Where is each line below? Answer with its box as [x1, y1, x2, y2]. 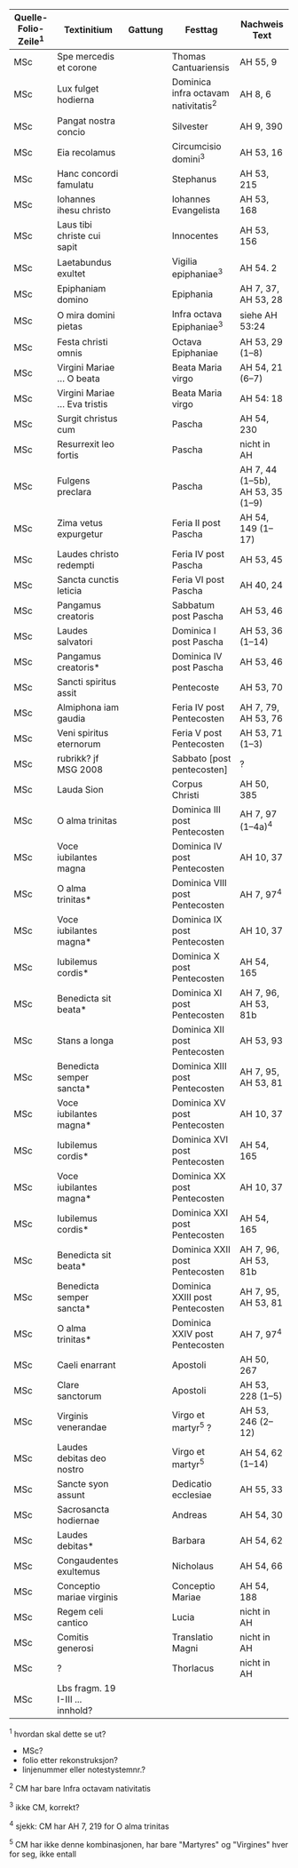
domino [57, 293, 89, 306]
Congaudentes [57, 1554, 119, 1567]
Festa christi [57, 335, 108, 347]
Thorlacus [171, 1662, 215, 1674]
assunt [57, 1489, 86, 1501]
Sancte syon [57, 1477, 109, 1489]
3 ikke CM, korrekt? [9, 1800, 80, 1812]
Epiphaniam [57, 283, 106, 295]
